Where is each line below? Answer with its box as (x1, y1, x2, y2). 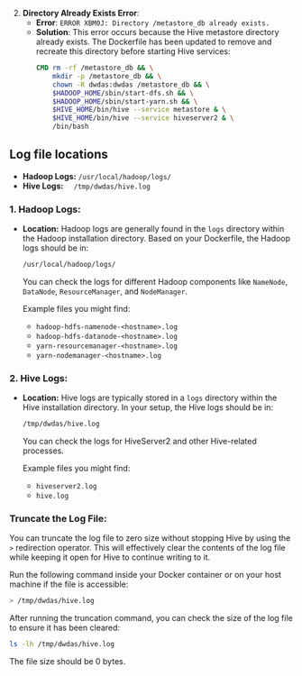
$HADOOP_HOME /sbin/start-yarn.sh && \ (52, 96, 198, 106)
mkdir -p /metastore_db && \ (52, 71, 162, 80)
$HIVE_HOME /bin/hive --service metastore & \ (52, 105, 227, 114)
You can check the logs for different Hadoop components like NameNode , (22, 276, 288, 287)
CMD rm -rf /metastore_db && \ (35, 63, 154, 72)
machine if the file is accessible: (9, 579, 129, 589)
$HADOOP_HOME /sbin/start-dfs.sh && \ (52, 88, 194, 97)
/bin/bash (52, 122, 89, 132)
